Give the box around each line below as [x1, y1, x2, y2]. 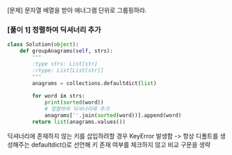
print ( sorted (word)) [44, 99, 104, 106]
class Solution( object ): [7, 41, 79, 48]
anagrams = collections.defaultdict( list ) [32, 80, 157, 86]
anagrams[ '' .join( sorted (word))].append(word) [44, 111, 182, 119]
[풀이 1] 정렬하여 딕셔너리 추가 [7, 25, 101, 35]
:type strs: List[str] [32, 60, 98, 67]
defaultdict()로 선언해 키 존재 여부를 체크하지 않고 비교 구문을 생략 [31, 140, 210, 149]
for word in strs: [32, 93, 85, 100]
